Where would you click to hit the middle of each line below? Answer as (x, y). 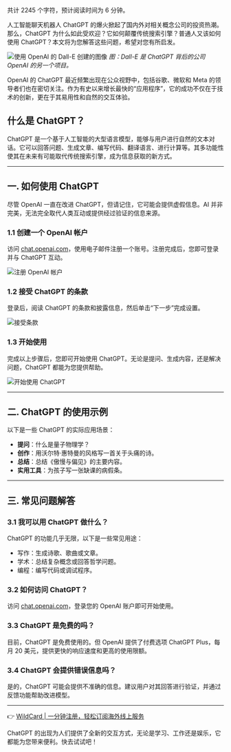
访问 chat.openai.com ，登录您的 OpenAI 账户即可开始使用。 (92, 606)
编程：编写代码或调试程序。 (56, 570)
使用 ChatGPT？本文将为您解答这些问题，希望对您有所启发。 (93, 42)
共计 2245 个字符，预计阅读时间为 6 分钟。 (68, 10)
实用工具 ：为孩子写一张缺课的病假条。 (71, 470)
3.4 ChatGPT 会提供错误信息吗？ (62, 670)
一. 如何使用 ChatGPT (53, 186)
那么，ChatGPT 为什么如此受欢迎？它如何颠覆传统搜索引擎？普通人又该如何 (114, 33)
